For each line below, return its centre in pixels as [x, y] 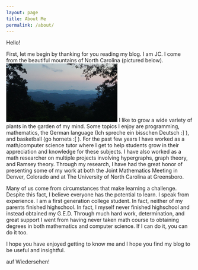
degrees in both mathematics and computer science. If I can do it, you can [97, 226]
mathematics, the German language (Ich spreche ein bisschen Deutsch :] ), [98, 133]
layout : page [22, 12]
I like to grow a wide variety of [155, 120]
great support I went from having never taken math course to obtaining [93, 220]
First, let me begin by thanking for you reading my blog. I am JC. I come [93, 54]
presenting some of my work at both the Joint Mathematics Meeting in [92, 171]
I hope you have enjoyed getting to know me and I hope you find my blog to [98, 244]
